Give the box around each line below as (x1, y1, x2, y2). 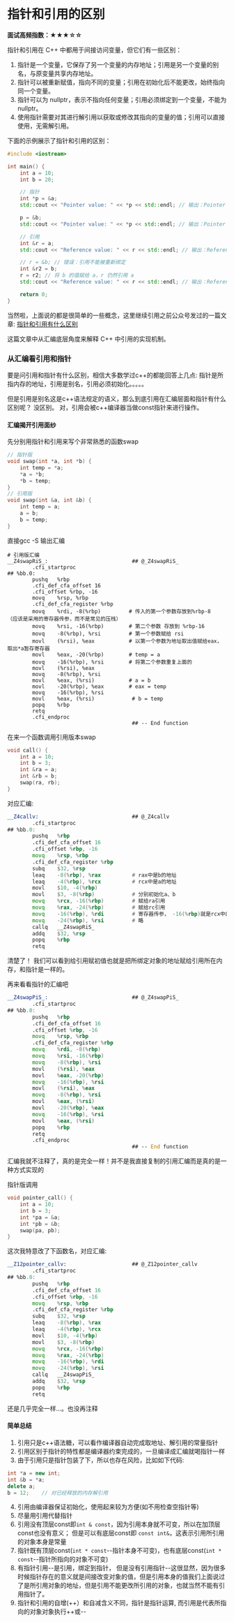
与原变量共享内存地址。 (29, 69, 97, 78)
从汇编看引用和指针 (7, 353, 72, 363)
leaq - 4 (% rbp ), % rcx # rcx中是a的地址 (32, 878, 177, 885)
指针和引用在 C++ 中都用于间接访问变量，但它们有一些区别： (7, 45, 182, 54)
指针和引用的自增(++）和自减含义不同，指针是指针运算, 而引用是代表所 (17, 1599, 221, 1607)
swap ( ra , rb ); (19, 780, 61, 787)
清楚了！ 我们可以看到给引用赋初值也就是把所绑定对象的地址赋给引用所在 (7, 956, 217, 965)
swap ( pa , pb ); (19, 1227, 61, 1234)
